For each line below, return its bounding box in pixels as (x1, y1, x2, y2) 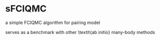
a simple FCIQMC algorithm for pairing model (5, 19, 100, 25)
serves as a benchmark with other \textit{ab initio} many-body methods (5, 29, 155, 35)
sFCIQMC (5, 3, 47, 14)
